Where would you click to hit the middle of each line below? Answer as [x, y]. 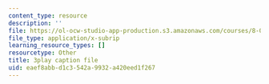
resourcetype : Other [43, 53]
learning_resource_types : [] [57, 46]
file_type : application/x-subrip [64, 38]
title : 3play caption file [53, 61]
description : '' [35, 23]
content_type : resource [48, 16]
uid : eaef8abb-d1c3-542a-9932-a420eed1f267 [82, 68]
